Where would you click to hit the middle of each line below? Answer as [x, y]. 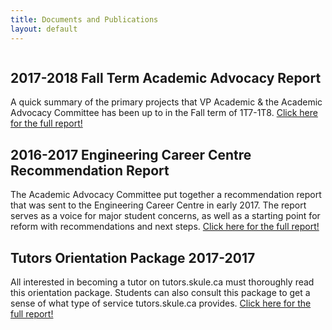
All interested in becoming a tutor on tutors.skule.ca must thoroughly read [162, 282]
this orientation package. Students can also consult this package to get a [160, 292]
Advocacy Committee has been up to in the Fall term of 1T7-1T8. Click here [164, 113]
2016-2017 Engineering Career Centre [131, 154]
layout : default [44, 29]
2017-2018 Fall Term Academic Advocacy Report [166, 77]
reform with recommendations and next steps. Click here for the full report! [165, 227]
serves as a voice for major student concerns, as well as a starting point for [165, 216]
